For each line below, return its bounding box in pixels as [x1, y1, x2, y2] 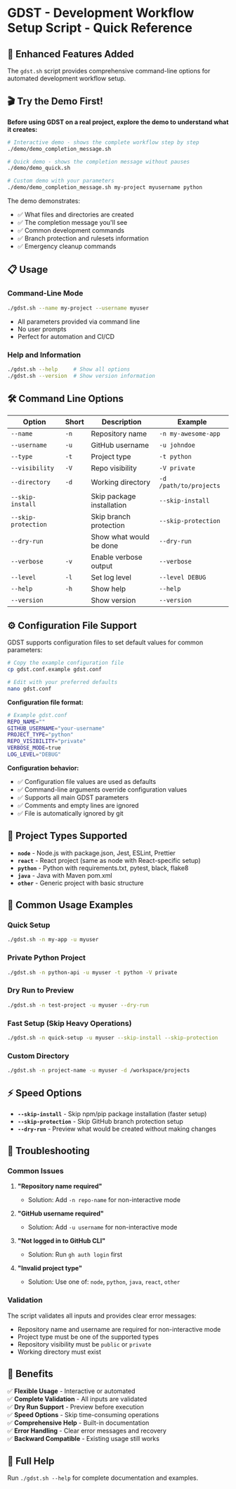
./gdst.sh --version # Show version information [7, 372, 156, 379]
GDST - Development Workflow [7, 5, 195, 21]
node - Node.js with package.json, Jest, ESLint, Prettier [17, 848, 176, 857]
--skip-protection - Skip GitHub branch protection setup [17, 1117, 184, 1125]
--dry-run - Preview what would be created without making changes [17, 1125, 216, 1133]
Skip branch [91, 512, 131, 522]
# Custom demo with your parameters [7, 178, 114, 185]
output [91, 561, 113, 571]
